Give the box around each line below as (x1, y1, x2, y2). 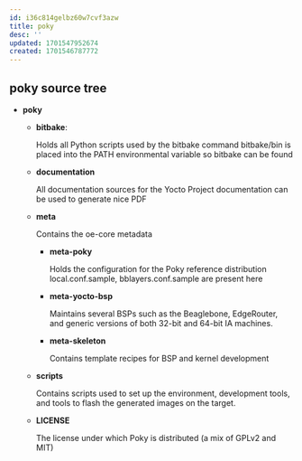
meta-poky (49, 246, 93, 257)
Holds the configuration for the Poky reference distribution (49, 263, 268, 274)
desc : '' (9, 30, 42, 39)
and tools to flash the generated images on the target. (35, 397, 236, 408)
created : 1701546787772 (9, 47, 99, 56)
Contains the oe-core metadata (35, 228, 153, 240)
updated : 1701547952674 (9, 38, 99, 48)
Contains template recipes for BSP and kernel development (49, 353, 270, 363)
